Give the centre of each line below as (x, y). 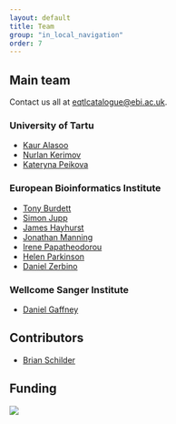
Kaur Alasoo (45, 146)
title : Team (32, 26)
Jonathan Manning (58, 237)
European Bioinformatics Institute (85, 188)
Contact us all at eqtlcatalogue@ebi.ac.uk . (88, 102)
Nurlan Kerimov (52, 155)
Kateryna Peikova (55, 165)
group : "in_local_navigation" (67, 35)
